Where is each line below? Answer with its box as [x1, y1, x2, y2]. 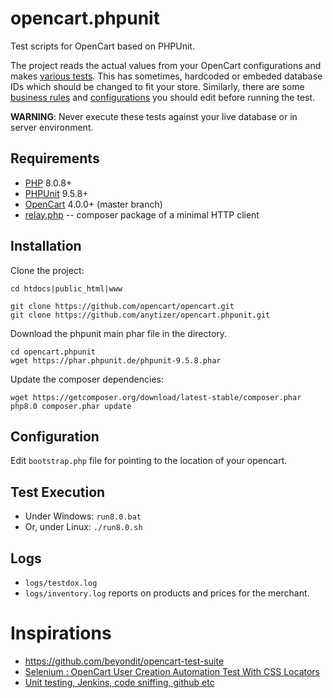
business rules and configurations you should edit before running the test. [10, 91, 316, 103]
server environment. [10, 121, 94, 133]
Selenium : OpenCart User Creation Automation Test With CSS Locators [24, 665, 320, 677]
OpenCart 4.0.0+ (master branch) [24, 198, 163, 210]
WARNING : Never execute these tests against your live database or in [10, 110, 298, 122]
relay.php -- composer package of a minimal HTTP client [24, 208, 260, 221]
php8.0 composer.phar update [10, 401, 132, 411]
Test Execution [10, 483, 106, 501]
